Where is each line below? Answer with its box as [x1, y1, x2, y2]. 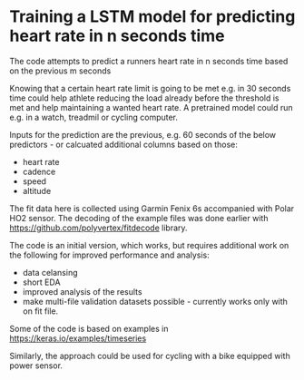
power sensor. [9, 360, 64, 371]
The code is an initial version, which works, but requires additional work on [9, 239, 289, 250]
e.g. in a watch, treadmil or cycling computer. [9, 112, 179, 122]
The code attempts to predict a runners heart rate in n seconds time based [9, 55, 289, 66]
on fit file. [22, 306, 59, 317]
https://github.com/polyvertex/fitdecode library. [9, 222, 188, 233]
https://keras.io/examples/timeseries [9, 333, 147, 344]
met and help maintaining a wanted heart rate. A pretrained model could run [9, 102, 293, 112]
